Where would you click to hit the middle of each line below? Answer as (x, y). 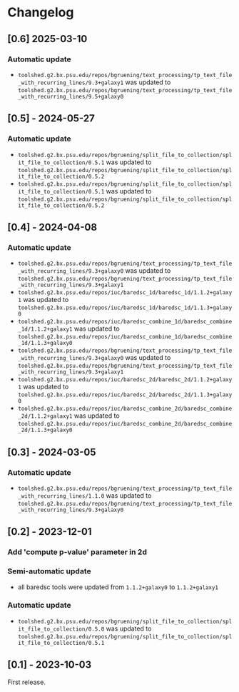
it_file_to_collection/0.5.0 (61, 629)
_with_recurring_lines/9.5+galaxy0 (71, 96)
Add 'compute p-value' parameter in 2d (77, 552)
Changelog (41, 12)
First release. (27, 682)
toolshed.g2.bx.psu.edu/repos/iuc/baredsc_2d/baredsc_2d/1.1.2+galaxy (125, 380)
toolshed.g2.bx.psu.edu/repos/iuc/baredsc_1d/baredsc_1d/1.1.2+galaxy (125, 293)
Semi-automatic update (49, 571)
